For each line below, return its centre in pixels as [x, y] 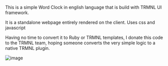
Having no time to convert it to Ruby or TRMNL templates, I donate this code [84, 38]
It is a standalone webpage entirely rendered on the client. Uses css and [80, 22]
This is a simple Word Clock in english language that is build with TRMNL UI [83, 7]
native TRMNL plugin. [28, 48]
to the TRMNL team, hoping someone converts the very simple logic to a [80, 43]
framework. [17, 13]
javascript [16, 28]
